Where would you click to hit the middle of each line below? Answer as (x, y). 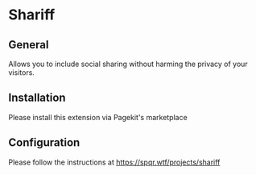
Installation (37, 98)
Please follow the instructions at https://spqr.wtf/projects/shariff (114, 162)
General (29, 45)
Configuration (44, 143)
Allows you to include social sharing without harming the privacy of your (128, 64)
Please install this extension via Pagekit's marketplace (98, 117)
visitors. (21, 73)
